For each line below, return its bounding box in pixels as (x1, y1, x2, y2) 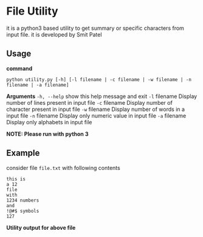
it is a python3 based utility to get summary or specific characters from (6, 24, 184, 32)
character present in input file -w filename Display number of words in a (6, 105, 185, 113)
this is (6, 175, 26, 182)
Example (6, 148, 40, 158)
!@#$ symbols (6, 208, 40, 214)
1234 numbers (6, 197, 40, 203)
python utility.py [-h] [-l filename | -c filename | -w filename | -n (6, 76, 191, 83)
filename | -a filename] (6, 82, 69, 88)
